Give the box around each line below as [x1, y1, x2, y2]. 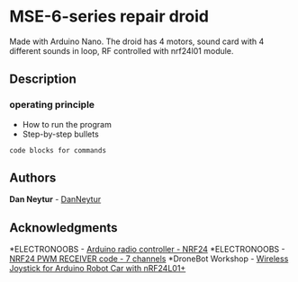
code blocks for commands [9, 145, 106, 154]
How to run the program [22, 119, 113, 129]
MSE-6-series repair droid [9, 6, 210, 27]
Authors [9, 171, 57, 186]
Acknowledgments [9, 220, 119, 235]
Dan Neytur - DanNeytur [9, 194, 102, 205]
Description [9, 72, 77, 87]
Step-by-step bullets [22, 128, 99, 139]
